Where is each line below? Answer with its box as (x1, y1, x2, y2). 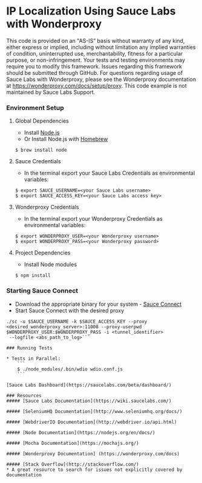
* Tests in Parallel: (6, 355, 61, 361)
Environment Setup (6, 103, 65, 112)
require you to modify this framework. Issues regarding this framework (6, 62, 183, 70)
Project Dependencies (15, 249, 71, 256)
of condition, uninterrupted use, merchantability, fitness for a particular (6, 50, 183, 57)
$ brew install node (15, 147, 67, 154)
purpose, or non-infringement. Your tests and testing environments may (6, 56, 186, 63)
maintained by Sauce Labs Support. (6, 88, 96, 96)
